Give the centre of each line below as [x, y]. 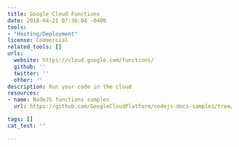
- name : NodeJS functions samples [59, 100]
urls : [15, 54]
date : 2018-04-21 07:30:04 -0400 [57, 21]
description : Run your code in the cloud [70, 87]
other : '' [28, 80]
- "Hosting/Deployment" [43, 34]
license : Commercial [38, 40]
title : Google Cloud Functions [54, 14]
